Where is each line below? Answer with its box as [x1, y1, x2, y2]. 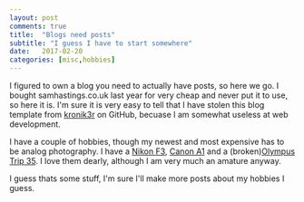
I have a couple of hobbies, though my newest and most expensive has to [9, 137, 285, 147]
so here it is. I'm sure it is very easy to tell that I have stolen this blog [9, 100, 265, 110]
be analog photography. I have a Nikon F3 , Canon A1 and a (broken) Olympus [9, 146, 296, 157]
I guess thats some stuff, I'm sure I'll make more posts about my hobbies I [9, 173, 285, 184]
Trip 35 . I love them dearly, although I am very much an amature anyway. [9, 156, 281, 166]
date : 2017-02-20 [9, 47, 83, 56]
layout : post [9, 13, 59, 23]
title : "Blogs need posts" [9, 30, 116, 39]
